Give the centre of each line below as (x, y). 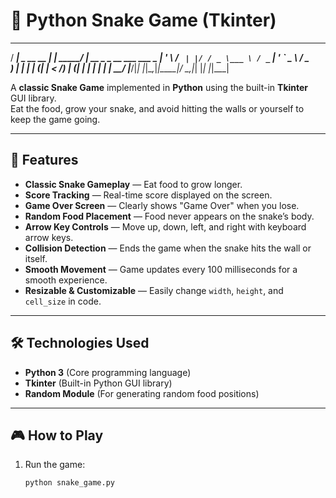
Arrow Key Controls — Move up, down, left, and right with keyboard (165, 226)
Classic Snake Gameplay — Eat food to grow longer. (133, 184)
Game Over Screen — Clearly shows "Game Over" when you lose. (162, 205)
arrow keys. (49, 237)
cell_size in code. (63, 301)
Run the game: (55, 465)
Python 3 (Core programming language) (108, 372)
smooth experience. (66, 280)
